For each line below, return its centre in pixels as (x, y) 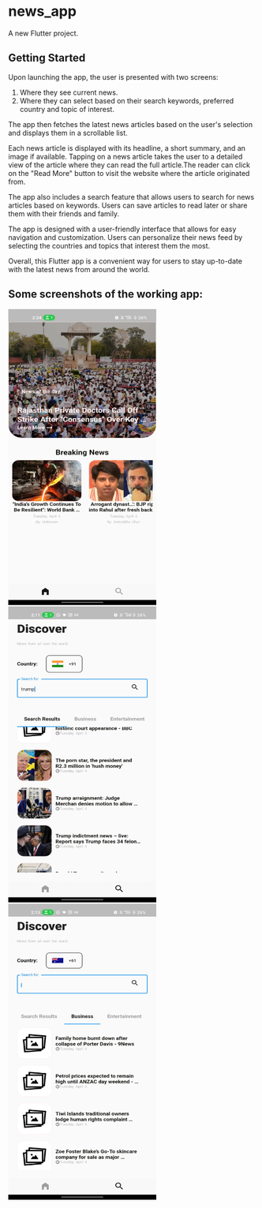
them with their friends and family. (64, 213)
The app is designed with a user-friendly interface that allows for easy (122, 229)
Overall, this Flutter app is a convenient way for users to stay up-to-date (125, 261)
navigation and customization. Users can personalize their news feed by (125, 237)
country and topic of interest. (67, 109)
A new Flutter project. (43, 33)
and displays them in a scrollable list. (68, 133)
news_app (43, 11)
